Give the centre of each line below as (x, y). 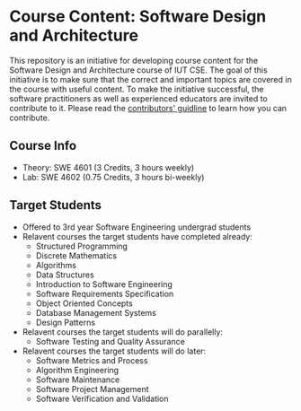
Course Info (43, 146)
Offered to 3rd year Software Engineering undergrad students (137, 227)
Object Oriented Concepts (84, 303)
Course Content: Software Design (138, 17)
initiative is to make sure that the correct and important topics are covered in (150, 79)
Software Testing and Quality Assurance (111, 341)
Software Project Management (93, 389)
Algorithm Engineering (77, 370)
